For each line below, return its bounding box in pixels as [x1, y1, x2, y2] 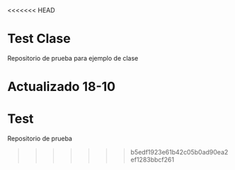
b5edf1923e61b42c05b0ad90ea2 [130, 148, 229, 157]
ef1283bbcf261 [130, 155, 175, 164]
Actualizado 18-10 [7, 79, 115, 95]
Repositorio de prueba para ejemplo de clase [7, 54, 139, 62]
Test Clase [7, 31, 71, 47]
